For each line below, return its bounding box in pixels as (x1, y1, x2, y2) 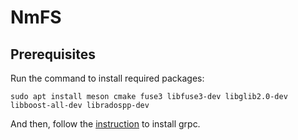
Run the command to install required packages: (10, 72, 205, 84)
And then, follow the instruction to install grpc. (10, 118, 201, 130)
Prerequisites (10, 46, 96, 63)
